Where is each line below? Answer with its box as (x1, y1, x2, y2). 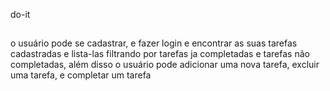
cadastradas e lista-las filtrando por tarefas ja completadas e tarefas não (10, 48, 310, 60)
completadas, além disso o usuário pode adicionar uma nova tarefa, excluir (10, 59, 320, 71)
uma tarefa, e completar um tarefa (10, 69, 152, 81)
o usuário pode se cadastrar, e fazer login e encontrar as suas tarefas (10, 37, 298, 49)
